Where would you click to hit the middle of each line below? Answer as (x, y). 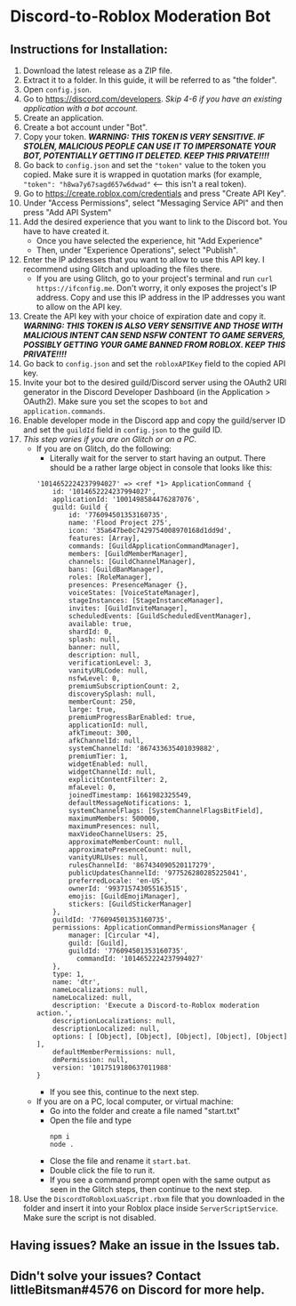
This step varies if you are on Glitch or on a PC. (110, 439)
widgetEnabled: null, (108, 764)
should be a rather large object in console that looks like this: (161, 468)
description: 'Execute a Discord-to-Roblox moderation (156, 1005)
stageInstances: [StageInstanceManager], (146, 601)
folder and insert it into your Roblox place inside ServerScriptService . (150, 1208)
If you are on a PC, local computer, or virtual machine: (135, 1101)
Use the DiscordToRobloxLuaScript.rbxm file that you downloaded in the (154, 1199)
